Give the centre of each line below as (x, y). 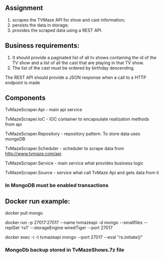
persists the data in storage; (40, 25)
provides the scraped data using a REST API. (57, 30)
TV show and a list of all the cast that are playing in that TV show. (78, 63)
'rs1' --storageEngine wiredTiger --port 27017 (67, 228)
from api (13, 124)
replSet (12, 228)
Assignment (24, 8)
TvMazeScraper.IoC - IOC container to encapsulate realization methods (77, 119)
